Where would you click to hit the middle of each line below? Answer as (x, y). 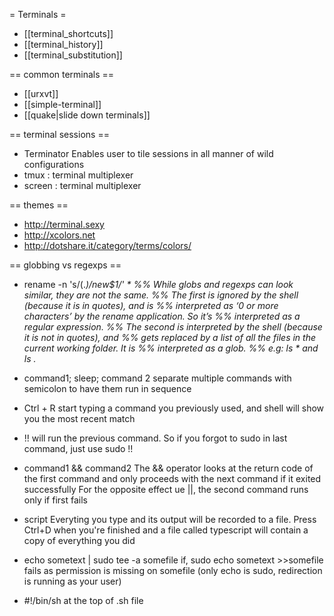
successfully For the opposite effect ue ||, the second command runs (166, 489)
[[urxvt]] (41, 93)
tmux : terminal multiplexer (78, 175)
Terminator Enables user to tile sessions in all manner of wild (148, 153)
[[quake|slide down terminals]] (87, 115)
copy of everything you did (79, 540)
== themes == (39, 205)
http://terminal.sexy (64, 224)
